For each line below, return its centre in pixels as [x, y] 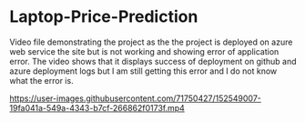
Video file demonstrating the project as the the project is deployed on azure [151, 42]
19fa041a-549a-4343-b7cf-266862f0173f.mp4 [97, 107]
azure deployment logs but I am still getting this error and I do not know [143, 71]
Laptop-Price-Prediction [104, 17]
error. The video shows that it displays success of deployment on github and [153, 61]
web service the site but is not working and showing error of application [144, 51]
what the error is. [42, 80]
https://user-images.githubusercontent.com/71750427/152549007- [136, 98]
